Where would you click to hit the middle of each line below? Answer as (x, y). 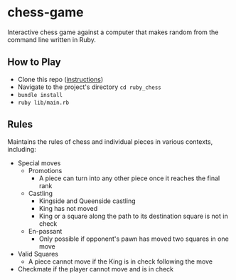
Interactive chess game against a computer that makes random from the (113, 32)
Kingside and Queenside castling (87, 201)
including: (22, 149)
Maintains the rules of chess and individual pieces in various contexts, (110, 141)
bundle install (40, 95)
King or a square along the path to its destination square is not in (134, 216)
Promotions (45, 170)
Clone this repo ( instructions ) (60, 79)
